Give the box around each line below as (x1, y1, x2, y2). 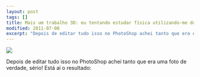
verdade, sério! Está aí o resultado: (6, 65, 92, 72)
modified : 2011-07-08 (6, 25, 60, 31)
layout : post (6, 8, 39, 15)
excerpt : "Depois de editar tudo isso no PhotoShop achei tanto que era (6, 31, 190, 37)
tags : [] (6, 14, 28, 20)
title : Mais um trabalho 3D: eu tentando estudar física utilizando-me (6, 20, 187, 25)
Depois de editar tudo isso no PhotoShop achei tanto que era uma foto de (6, 58, 187, 65)
